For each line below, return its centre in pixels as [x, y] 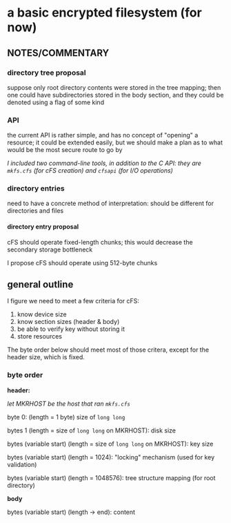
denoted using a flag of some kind [56, 102]
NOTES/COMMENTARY [58, 53]
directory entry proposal [43, 227]
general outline [40, 285]
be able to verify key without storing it [71, 329]
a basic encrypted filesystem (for [104, 13]
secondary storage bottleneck [50, 249]
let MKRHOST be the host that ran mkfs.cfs [69, 403]
